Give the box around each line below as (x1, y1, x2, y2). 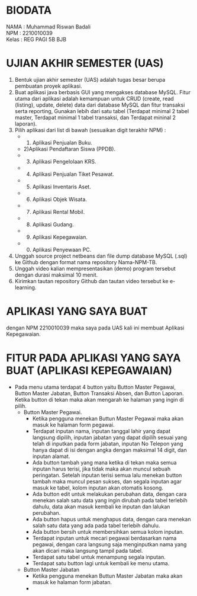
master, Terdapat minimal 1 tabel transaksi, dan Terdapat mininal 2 (14, 114, 176, 121)
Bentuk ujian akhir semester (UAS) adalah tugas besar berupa (14, 76, 166, 83)
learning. (14, 284, 37, 291)
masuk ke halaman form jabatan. (32, 578, 112, 585)
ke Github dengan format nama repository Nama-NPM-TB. (14, 258, 157, 265)
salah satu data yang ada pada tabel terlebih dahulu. (32, 522, 160, 529)
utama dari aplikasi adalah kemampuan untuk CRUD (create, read (14, 95, 175, 102)
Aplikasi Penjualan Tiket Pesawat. (32, 170, 114, 178)
